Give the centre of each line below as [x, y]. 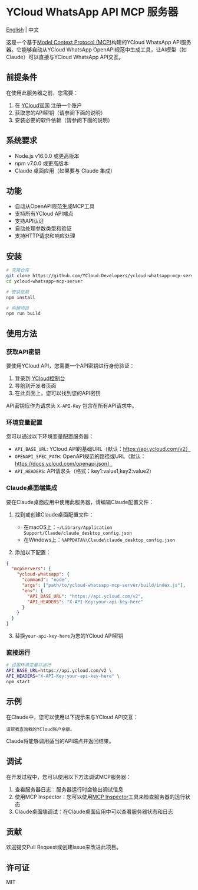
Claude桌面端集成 [32, 488]
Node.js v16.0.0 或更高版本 [47, 156]
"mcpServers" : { [31, 569]
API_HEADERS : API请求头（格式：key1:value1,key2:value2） [85, 471]
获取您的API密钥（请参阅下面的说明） [60, 112]
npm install [21, 297]
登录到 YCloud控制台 [40, 378]
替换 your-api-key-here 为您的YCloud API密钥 [69, 636]
